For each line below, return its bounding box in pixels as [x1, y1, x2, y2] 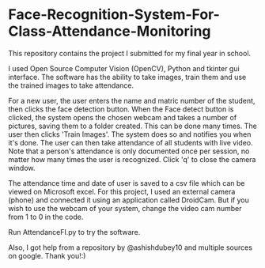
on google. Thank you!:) [8, 251, 86, 260]
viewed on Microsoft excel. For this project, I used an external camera [8, 187, 236, 196]
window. [8, 163, 36, 172]
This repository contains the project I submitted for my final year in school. [8, 48, 252, 58]
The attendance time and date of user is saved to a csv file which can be [8, 178, 245, 187]
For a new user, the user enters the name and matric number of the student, [8, 96, 256, 105]
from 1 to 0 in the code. [8, 212, 84, 221]
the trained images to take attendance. [8, 81, 134, 90]
